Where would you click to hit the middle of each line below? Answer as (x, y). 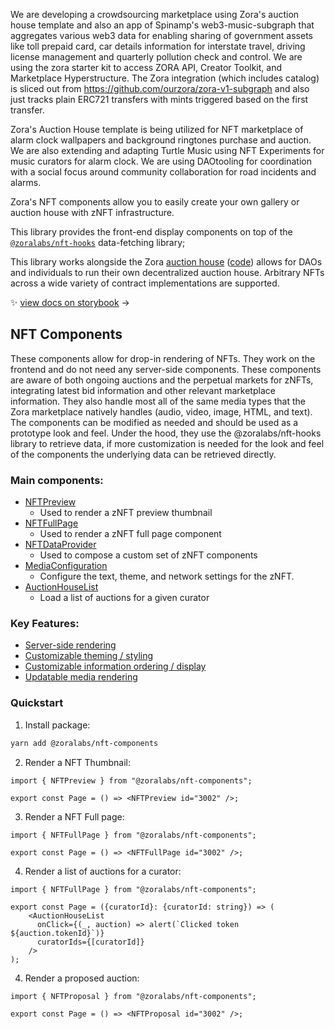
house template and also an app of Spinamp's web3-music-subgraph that (162, 25)
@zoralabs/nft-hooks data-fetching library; (98, 242)
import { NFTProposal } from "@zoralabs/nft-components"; (133, 996)
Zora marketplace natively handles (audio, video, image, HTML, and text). (161, 411)
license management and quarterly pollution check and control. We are (156, 57)
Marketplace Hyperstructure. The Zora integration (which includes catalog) (165, 78)
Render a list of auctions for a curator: (103, 871)
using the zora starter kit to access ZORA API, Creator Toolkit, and (146, 67)
